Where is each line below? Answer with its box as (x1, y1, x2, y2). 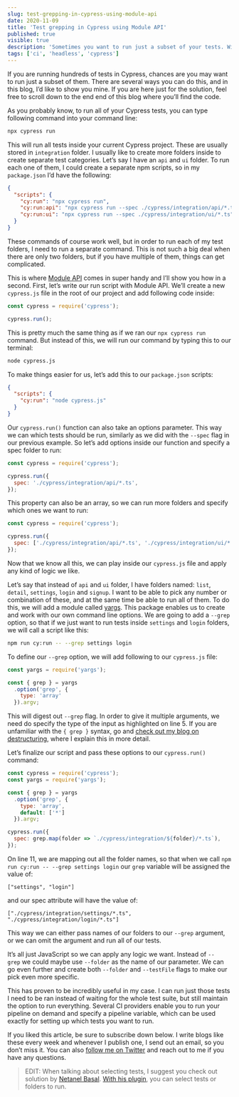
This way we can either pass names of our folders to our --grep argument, (7, 928, 225, 937)
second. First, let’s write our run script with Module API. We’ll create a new (7, 281, 225, 289)
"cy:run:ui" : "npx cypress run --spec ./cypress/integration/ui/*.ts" (20, 211, 234, 218)
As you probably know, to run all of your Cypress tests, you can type (7, 106, 208, 115)
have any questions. (7, 1053, 66, 1061)
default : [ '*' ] (20, 809, 65, 816)
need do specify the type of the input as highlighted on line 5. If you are (7, 719, 217, 728)
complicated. (7, 259, 46, 268)
